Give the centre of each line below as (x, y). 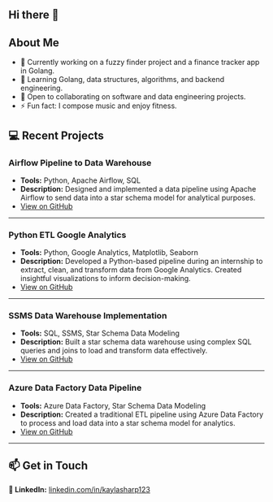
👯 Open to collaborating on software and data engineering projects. (133, 97)
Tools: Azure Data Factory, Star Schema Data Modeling (113, 405)
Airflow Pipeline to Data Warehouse (80, 162)
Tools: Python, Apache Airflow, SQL (80, 180)
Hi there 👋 (34, 15)
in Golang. (37, 71)
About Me (34, 43)
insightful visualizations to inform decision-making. (105, 279)
